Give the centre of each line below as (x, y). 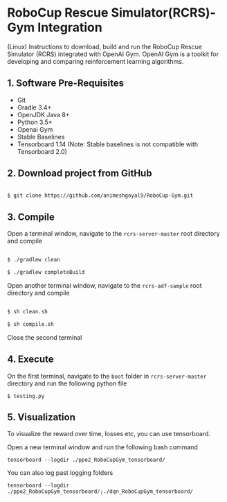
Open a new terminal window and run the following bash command (103, 447)
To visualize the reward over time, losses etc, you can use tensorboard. (109, 434)
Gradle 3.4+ (34, 107)
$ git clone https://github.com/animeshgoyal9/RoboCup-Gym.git (100, 196)
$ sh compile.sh (30, 324)
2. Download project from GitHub (80, 174)
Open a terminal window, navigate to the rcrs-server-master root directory (113, 234)
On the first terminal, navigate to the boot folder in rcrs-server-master (107, 376)
